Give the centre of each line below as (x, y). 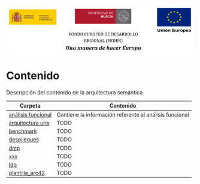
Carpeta (30, 106)
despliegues (24, 140)
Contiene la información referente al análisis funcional (123, 114)
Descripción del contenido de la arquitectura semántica (75, 92)
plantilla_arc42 (27, 173)
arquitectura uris (29, 123)
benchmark (23, 131)
